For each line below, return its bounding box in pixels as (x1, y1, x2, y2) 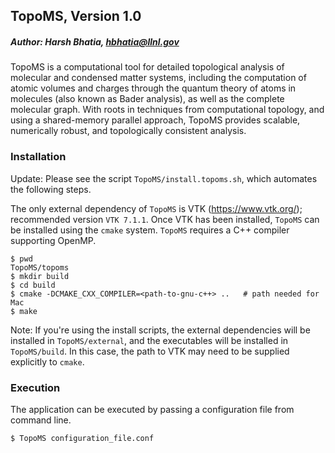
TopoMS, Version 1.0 (10, 8, 142, 25)
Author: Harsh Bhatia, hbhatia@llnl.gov (10, 35, 180, 48)
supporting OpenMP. (10, 234, 97, 246)
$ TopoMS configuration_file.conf (10, 433, 155, 443)
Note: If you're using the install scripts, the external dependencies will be (10, 324, 311, 336)
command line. (10, 414, 72, 426)
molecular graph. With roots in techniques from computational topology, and (10, 104, 325, 116)
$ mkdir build (10, 271, 70, 281)
